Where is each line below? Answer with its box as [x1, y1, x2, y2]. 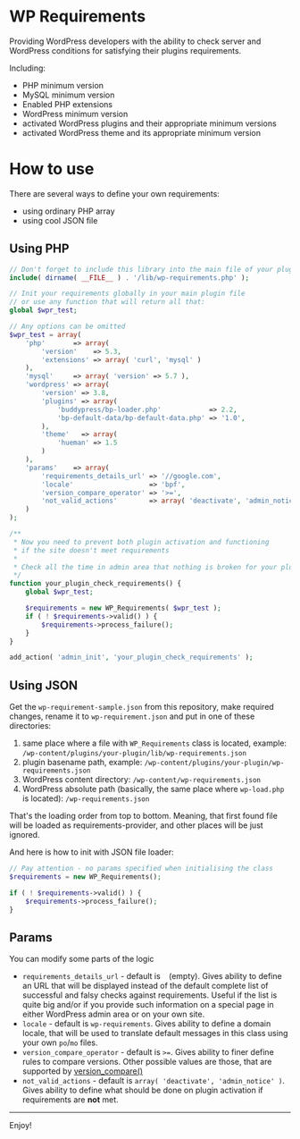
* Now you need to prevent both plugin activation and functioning [12, 537, 270, 546]
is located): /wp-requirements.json [21, 793, 150, 804]
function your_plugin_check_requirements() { [9, 579, 181, 588]
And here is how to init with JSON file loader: [9, 847, 174, 857]
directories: [9, 721, 52, 731]
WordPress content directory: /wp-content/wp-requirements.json [21, 774, 262, 785]
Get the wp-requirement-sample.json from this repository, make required [9, 702, 274, 713]
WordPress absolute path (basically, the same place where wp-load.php [21, 784, 285, 795]
